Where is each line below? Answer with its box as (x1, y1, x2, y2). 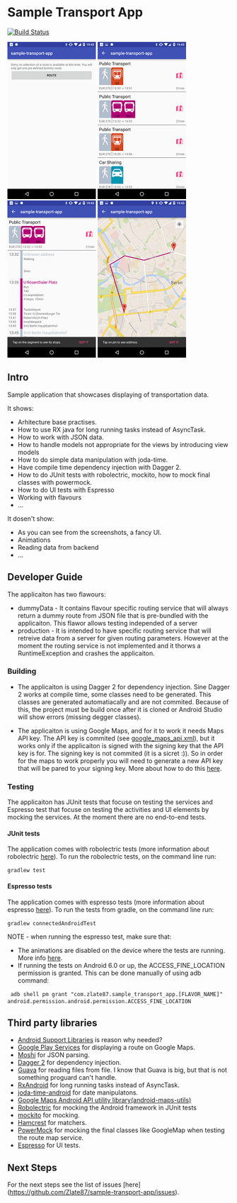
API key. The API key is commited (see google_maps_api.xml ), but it (17, 734, 215, 742)
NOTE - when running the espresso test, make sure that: (7, 932, 172, 941)
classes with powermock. (17, 478, 92, 486)
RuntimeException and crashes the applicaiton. (17, 649, 156, 657)
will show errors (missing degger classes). (17, 713, 141, 721)
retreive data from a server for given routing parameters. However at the (17, 633, 229, 642)
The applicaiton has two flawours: (7, 589, 106, 599)
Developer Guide (7, 571, 83, 583)
